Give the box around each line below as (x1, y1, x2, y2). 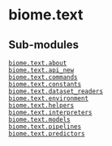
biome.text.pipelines (8, 123, 82, 131)
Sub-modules (8, 38, 80, 52)
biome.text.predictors (8, 130, 85, 138)
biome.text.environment (8, 94, 89, 102)
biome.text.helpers (8, 102, 75, 110)
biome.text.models (8, 115, 71, 123)
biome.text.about (8, 59, 67, 67)
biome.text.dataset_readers (8, 87, 104, 95)
